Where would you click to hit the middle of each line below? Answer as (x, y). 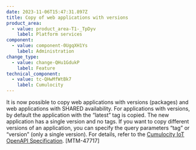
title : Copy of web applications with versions (67, 18)
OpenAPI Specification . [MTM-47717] (53, 141)
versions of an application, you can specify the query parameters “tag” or (98, 128)
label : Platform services (50, 34)
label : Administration (46, 51)
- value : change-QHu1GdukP (46, 62)
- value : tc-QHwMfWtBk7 (41, 79)
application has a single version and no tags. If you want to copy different (98, 121)
